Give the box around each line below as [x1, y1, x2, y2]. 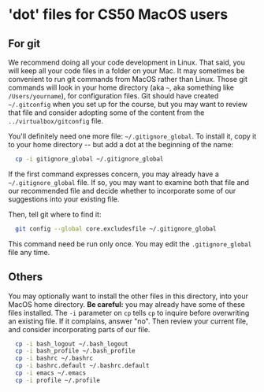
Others [8, 270, 43, 284]
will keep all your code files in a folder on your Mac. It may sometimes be [8, 66, 245, 76]
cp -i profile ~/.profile [15, 376, 101, 384]
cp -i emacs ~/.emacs [15, 369, 87, 377]
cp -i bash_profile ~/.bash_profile [15, 347, 136, 355]
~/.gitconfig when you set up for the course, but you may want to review [8, 100, 248, 109]
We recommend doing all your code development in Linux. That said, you [8, 57, 246, 67]
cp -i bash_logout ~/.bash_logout [15, 340, 128, 348]
